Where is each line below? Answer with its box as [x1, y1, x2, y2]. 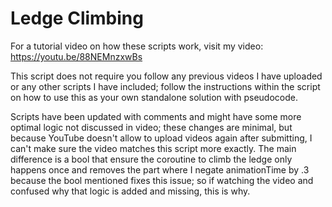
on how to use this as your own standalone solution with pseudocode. [10, 91, 298, 103]
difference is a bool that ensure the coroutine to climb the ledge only [10, 153, 293, 165]
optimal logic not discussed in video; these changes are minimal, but [10, 121, 293, 133]
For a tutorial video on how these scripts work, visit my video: [10, 40, 264, 52]
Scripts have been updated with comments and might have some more [10, 110, 302, 122]
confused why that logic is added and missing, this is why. [10, 185, 251, 197]
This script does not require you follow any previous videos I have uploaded [10, 70, 323, 82]
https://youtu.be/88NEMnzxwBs [10, 50, 143, 62]
